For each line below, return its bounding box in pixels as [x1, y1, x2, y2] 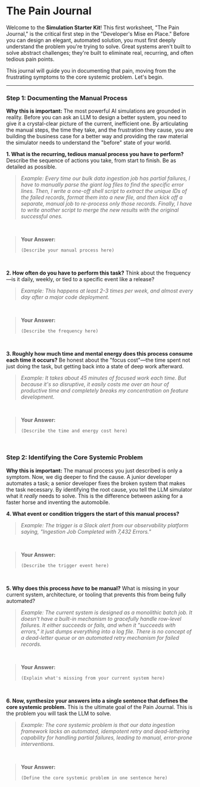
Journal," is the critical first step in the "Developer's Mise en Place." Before [6, 30, 190, 37]
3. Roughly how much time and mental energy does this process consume [6, 350, 193, 357]
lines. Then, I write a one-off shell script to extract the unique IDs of [20, 188, 187, 195]
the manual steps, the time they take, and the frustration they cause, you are [6, 126, 193, 133]
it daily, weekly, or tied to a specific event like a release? [17, 276, 155, 283]
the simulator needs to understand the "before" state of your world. [6, 139, 171, 147]
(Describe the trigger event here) [20, 562, 110, 568]
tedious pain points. [6, 55, 55, 63]
